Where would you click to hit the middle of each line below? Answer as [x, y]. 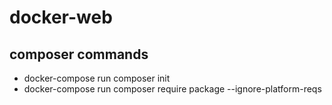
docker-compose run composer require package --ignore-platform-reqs [172, 89]
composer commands [79, 54]
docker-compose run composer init [97, 78]
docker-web [61, 17]
